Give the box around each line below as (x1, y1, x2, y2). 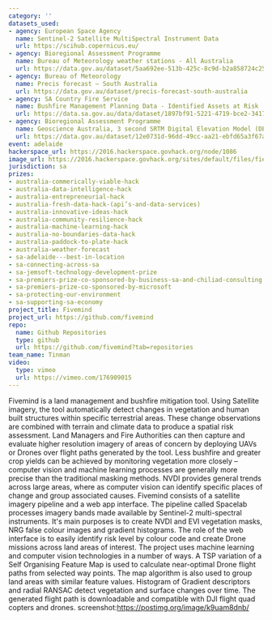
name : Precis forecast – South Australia (15, 79, 158, 88)
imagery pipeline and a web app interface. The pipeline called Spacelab (8, 499, 248, 509)
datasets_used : (8, 19, 60, 28)
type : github (15, 336, 60, 344)
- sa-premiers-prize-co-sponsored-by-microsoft (8, 283, 172, 292)
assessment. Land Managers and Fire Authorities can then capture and (8, 430, 245, 440)
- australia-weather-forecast (8, 246, 111, 254)
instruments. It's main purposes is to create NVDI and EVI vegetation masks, (8, 516, 263, 526)
